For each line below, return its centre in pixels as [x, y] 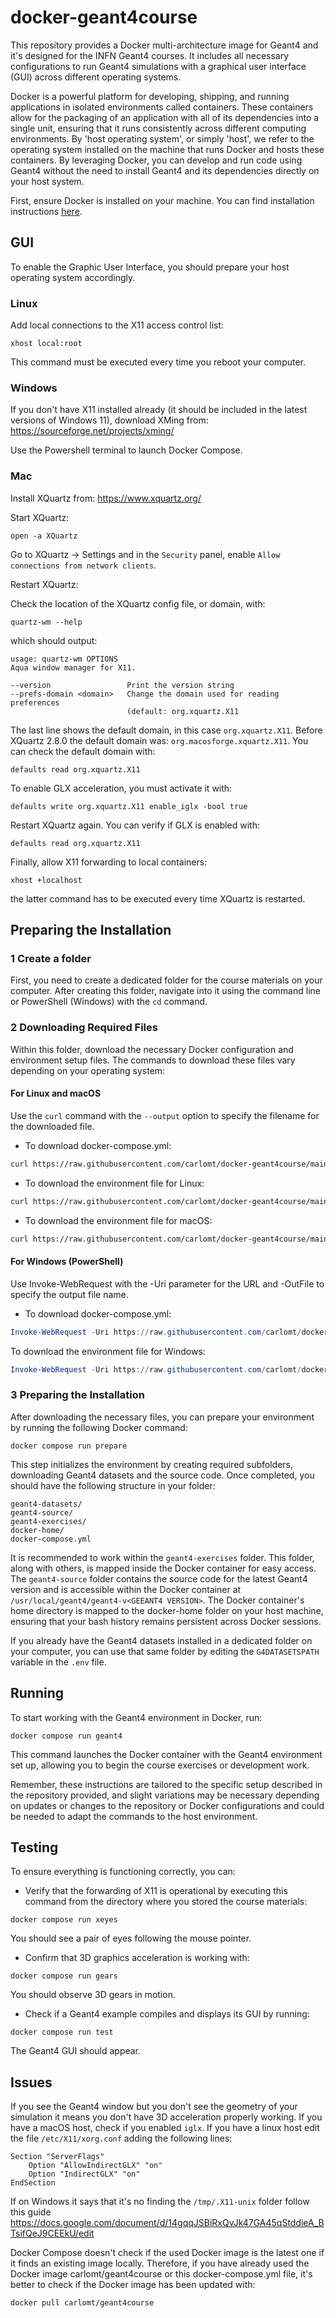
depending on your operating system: [88, 1070]
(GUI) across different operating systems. [96, 77]
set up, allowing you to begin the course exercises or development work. [160, 1765]
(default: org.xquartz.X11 [183, 711]
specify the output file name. [69, 1294]
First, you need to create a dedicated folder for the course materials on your [166, 980]
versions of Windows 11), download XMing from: [109, 420]
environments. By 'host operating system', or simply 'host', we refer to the [162, 138]
